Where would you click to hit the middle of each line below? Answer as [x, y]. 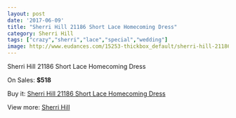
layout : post [26, 14]
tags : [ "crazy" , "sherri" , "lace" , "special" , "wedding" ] [88, 40]
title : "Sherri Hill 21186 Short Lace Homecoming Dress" [92, 27]
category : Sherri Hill [40, 33]
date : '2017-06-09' [36, 20]
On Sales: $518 [29, 80]
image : [17, 46]
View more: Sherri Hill [39, 107]
